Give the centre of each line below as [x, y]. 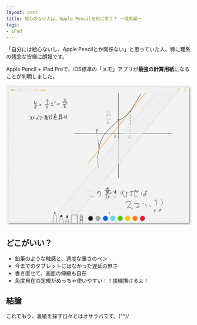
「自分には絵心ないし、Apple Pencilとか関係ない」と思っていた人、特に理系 [98, 49]
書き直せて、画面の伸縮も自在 [51, 273]
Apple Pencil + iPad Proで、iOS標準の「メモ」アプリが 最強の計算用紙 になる [98, 69]
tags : [13, 25]
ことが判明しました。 [32, 77]
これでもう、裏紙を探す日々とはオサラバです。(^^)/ [68, 316]
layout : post [22, 12]
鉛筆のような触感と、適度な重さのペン [61, 258]
